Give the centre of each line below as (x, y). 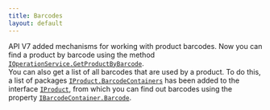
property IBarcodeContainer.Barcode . (70, 97)
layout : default (35, 23)
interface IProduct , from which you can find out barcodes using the (120, 88)
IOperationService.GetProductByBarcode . (76, 63)
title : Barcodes (35, 16)
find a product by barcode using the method (82, 55)
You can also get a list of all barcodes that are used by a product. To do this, (135, 71)
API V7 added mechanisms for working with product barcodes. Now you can (135, 46)
